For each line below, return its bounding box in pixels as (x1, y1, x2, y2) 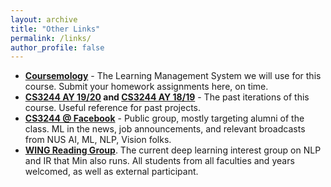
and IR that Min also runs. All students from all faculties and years (24, 155, 295, 167)
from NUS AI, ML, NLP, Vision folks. (24, 134, 172, 146)
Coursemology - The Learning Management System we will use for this (24, 70, 322, 82)
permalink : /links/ (10, 33, 92, 43)
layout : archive (10, 14, 78, 25)
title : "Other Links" (10, 24, 101, 34)
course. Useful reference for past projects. (24, 102, 201, 114)
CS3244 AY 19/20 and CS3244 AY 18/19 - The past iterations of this (24, 91, 310, 103)
